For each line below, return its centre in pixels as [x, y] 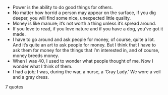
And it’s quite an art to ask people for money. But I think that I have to [84, 45]
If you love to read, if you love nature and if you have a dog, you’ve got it [88, 29]
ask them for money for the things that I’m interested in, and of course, [86, 50]
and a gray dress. [31, 77]
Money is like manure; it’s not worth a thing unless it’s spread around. [84, 23]
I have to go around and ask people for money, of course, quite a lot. [84, 39]
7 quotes [14, 87]
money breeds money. [36, 56]
